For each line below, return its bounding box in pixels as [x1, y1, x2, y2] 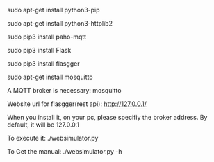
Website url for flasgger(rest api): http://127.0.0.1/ [7, 100, 147, 108]
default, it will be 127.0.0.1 [7, 120, 80, 129]
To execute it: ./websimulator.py [7, 134, 99, 142]
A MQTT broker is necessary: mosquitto [7, 87, 122, 94]
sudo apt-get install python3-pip [7, 6, 100, 14]
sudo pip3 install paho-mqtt [7, 33, 87, 41]
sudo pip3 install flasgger [7, 60, 80, 68]
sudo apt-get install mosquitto [7, 73, 94, 81]
